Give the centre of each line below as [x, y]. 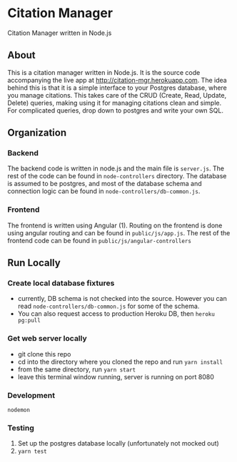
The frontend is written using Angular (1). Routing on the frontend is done [115, 225]
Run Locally [34, 263]
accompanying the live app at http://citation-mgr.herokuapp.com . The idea [117, 80]
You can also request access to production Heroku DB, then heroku [116, 314]
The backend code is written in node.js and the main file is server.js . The [116, 168]
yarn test [32, 452]
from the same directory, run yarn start [77, 369]
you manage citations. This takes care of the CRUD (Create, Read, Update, [117, 95]
